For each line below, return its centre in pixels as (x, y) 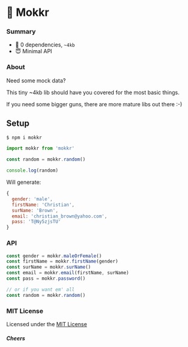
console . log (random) (33, 170)
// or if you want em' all (40, 290)
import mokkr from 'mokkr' (40, 148)
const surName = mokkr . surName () (49, 267)
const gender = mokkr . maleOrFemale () (54, 256)
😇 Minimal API (33, 51)
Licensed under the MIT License (47, 324)
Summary (21, 32)
